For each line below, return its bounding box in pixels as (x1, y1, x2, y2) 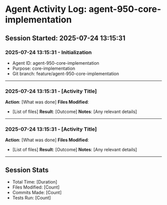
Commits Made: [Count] (12, 190, 62, 196)
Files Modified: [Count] (12, 184, 60, 190)
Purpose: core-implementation (12, 65, 76, 71)
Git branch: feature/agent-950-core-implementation (12, 71, 119, 77)
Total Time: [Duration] (12, 179, 58, 185)
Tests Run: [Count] (12, 195, 51, 201)
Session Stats (5, 166, 49, 174)
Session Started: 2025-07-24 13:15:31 (5, 34, 126, 42)
